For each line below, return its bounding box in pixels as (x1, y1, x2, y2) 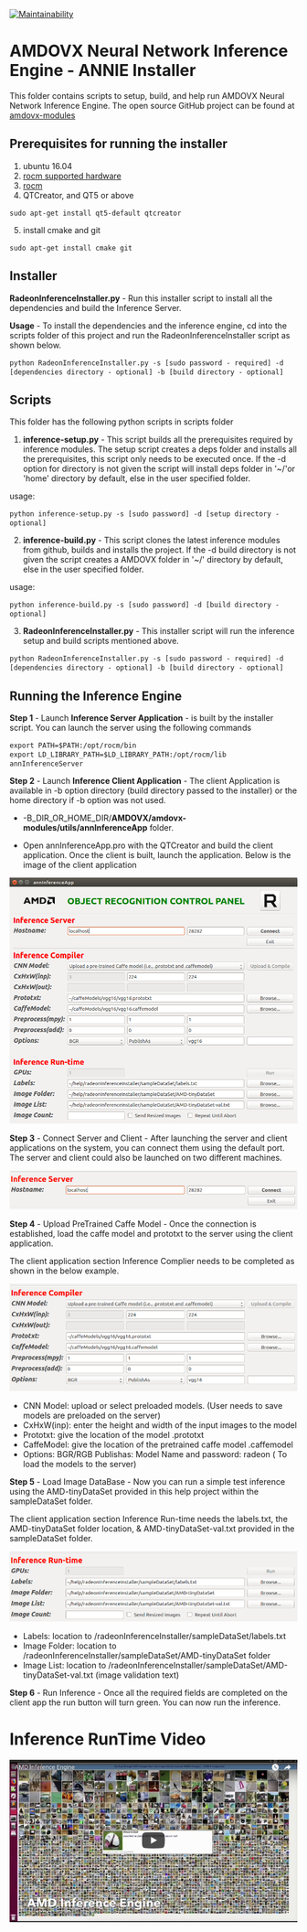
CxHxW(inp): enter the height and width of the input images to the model (22, 1420, 297, 1431)
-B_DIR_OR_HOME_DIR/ (22, 812, 112, 823)
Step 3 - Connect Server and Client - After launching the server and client (9, 1132, 288, 1143)
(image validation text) (95, 1669, 180, 1680)
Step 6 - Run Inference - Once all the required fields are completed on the (9, 1687, 288, 1698)
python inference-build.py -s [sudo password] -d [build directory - (9, 600, 281, 610)
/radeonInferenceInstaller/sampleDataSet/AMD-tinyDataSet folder (22, 1649, 271, 1660)
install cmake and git (22, 224, 101, 235)
